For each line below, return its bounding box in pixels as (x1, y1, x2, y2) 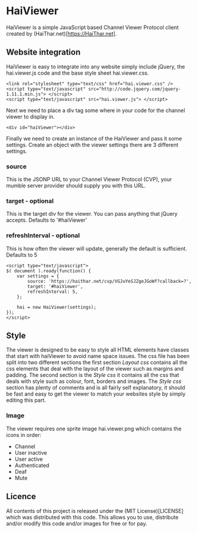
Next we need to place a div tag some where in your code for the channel (6, 107, 185, 114)
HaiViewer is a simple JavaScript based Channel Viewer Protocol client (6, 24, 179, 31)
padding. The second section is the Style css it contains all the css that (6, 372, 179, 379)
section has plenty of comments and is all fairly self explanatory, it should (6, 384, 185, 391)
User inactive (14, 449, 47, 456)
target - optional (6, 197, 54, 205)
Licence (6, 491, 37, 502)
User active (14, 455, 43, 462)
